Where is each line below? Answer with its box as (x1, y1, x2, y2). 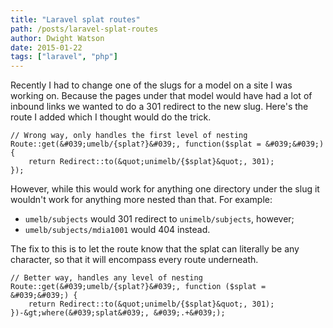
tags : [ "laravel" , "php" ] (10, 52, 118, 62)
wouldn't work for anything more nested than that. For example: (10, 194, 273, 206)
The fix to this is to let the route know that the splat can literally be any (10, 243, 300, 255)
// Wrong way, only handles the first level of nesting (10, 131, 248, 141)
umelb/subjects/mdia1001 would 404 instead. (24, 224, 211, 236)
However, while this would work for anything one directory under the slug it (10, 183, 320, 195)
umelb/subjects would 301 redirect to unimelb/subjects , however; (24, 213, 295, 225)
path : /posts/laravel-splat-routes (10, 24, 159, 34)
